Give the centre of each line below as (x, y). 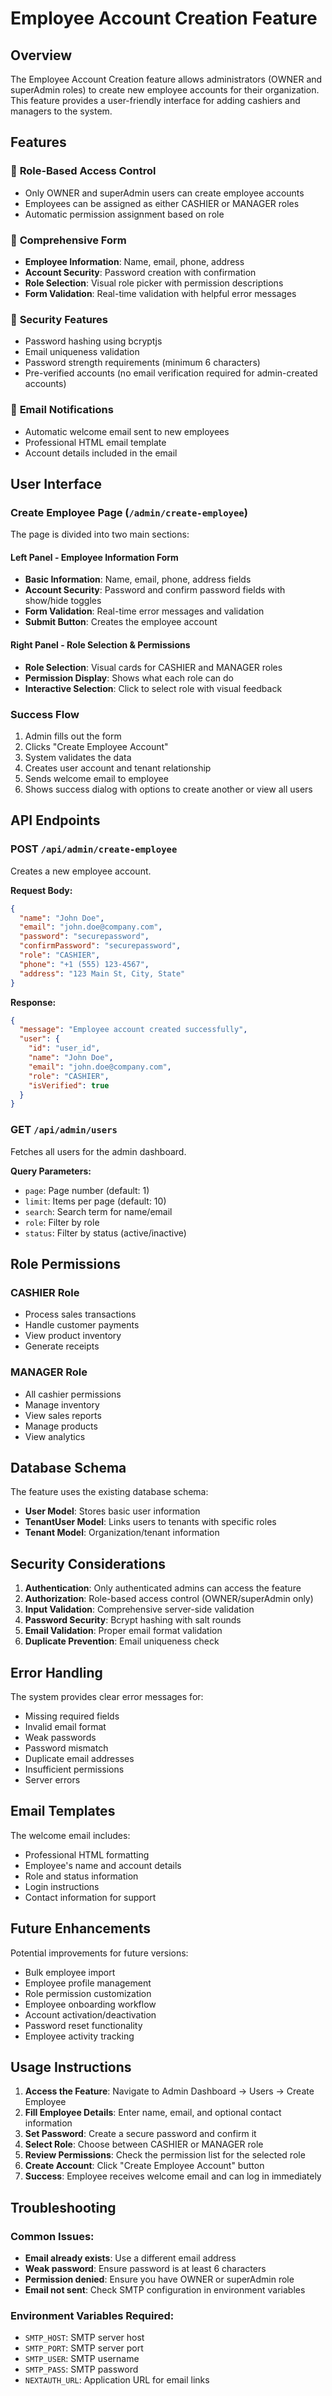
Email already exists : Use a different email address (130, 2258)
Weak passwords (60, 1737)
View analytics (55, 1436)
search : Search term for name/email (98, 1211)
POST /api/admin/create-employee (94, 849)
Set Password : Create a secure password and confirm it (140, 2134)
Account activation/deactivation (90, 2014)
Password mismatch (66, 1748)
